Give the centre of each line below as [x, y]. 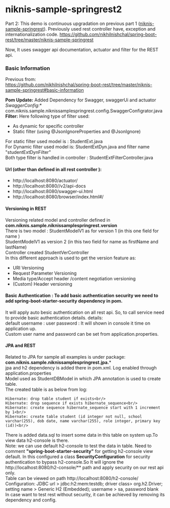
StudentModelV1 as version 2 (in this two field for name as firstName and [82, 242]
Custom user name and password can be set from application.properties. [82, 334]
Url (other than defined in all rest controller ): [53, 169]
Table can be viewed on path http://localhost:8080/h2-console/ [72, 478]
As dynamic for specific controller [48, 126]
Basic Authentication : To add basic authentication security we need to [82, 296]
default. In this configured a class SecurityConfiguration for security [78, 457]
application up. [21, 328]
